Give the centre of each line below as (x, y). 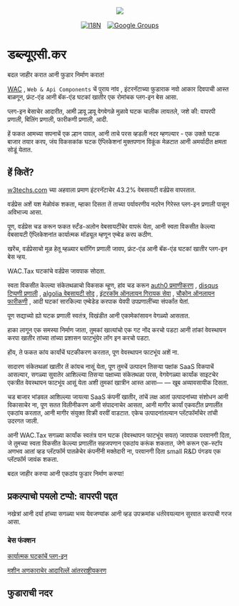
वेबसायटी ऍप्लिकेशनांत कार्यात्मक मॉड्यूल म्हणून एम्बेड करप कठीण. (80, 234)
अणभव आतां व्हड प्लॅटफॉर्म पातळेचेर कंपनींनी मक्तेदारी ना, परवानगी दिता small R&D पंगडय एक (114, 451)
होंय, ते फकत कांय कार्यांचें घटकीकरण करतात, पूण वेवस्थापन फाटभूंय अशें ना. (93, 352)
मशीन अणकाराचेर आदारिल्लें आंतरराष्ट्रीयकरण (57, 570)
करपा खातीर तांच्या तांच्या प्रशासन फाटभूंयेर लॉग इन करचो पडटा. (79, 338)
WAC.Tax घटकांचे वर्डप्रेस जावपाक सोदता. (57, 271)
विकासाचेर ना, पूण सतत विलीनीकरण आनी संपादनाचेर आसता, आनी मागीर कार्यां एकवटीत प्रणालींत (115, 405)
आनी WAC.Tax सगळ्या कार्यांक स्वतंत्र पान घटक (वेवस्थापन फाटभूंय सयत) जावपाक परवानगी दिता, (119, 435)
